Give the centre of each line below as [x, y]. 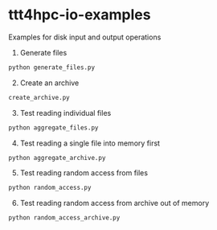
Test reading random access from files [84, 173]
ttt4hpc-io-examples [80, 15]
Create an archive [49, 83]
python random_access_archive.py [64, 218]
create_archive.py [39, 97]
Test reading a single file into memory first [90, 143]
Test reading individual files [66, 113]
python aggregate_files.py [53, 127]
